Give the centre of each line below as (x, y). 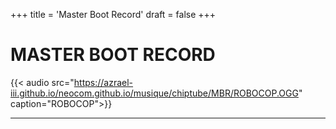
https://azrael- (103, 82)
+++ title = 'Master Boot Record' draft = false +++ (113, 14)
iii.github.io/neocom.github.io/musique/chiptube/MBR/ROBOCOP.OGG (154, 93)
